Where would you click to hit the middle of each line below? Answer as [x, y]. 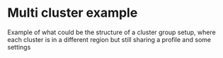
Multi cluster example [73, 13]
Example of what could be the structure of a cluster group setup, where [111, 32]
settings [19, 47]
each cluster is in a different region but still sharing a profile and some [109, 39]
